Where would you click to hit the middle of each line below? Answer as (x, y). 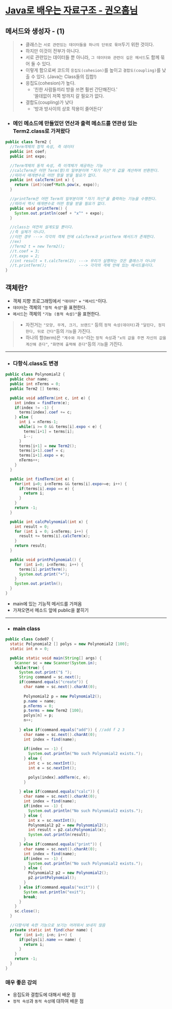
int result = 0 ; (32, 527)
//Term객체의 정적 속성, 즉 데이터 (42, 147)
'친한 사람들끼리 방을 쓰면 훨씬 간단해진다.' (75, 89)
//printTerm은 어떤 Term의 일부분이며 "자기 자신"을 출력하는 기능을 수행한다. (83, 199)
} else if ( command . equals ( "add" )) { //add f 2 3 (72, 730)
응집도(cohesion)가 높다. (50, 83)
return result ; (31, 546)
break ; (31, 897)
